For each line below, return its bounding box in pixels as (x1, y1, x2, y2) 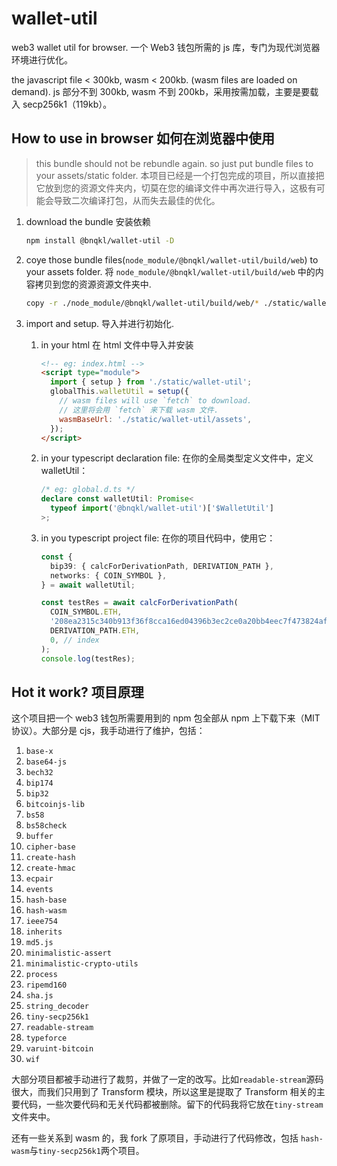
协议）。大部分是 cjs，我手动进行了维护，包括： (11, 725, 206, 737)
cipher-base (25, 842, 76, 852)
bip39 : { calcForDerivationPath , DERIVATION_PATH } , (49, 561, 274, 571)
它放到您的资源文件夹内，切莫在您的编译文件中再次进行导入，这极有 (35, 182, 317, 194)
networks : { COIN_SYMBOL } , (49, 570, 168, 581)
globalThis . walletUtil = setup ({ (49, 387, 189, 397)
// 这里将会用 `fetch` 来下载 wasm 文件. (59, 405, 219, 415)
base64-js (25, 757, 68, 767)
